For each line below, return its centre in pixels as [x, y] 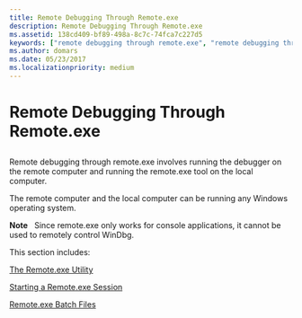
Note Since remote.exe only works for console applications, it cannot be [145, 225]
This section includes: [50, 252]
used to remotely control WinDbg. [72, 235]
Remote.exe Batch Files [53, 305]
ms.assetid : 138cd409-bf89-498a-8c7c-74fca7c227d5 [106, 34]
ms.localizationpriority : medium [72, 68]
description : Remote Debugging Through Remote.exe [106, 26]
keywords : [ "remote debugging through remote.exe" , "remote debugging [144, 43]
